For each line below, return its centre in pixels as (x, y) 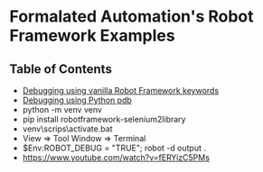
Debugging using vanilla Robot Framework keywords (121, 91)
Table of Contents (61, 69)
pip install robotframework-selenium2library (104, 119)
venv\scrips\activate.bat (67, 129)
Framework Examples (92, 36)
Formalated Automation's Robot (132, 17)
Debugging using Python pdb (77, 100)
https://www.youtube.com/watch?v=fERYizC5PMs (116, 158)
